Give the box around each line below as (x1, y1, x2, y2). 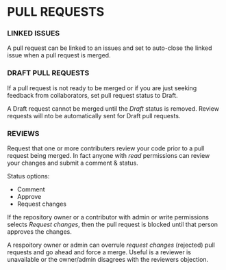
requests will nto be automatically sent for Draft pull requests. (7, 111, 181, 120)
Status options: (7, 172, 50, 180)
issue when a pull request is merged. (7, 51, 111, 59)
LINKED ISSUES (7, 29, 60, 38)
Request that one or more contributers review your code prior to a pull (7, 144, 205, 152)
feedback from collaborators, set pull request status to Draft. (7, 91, 178, 99)
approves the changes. (7, 228, 72, 236)
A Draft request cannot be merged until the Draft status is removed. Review (7, 104, 219, 113)
